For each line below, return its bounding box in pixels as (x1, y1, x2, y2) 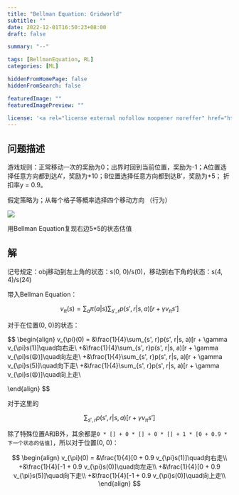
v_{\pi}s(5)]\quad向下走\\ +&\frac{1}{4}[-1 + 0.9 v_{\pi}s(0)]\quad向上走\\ (13, 471, 226, 480)
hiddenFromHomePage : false (7, 75, 87, 83)
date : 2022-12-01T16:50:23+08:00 (7, 24, 107, 31)
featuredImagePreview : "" (7, 101, 84, 109)
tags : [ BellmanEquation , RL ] (7, 56, 94, 63)
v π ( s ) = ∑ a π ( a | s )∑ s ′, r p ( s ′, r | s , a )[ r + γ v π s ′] (60, 304, 179, 314)
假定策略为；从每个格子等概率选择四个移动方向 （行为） (7, 196, 171, 204)
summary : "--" (7, 43, 50, 51)
